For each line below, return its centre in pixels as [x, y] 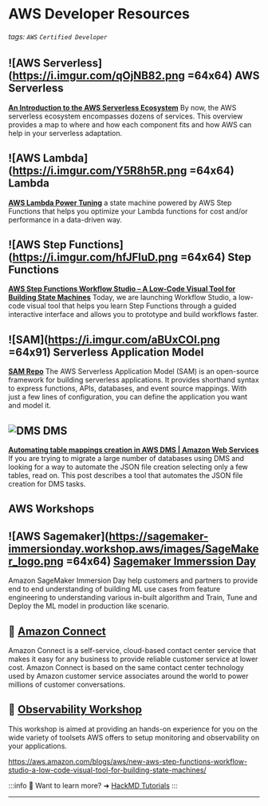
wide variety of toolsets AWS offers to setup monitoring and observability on [134, 737]
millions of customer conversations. [67, 684]
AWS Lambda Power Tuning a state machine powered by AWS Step [120, 203]
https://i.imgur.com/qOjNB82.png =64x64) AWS [136, 76]
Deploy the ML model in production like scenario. [89, 606]
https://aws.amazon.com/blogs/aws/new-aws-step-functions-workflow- [128, 761]
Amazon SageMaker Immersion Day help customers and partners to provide [133, 580]
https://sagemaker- [159, 536]
